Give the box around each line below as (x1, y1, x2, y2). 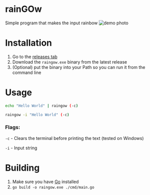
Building (5, 162, 40, 174)
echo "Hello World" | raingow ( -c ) (5, 103, 78, 108)
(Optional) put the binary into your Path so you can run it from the (12, 64, 146, 70)
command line (12, 69, 41, 75)
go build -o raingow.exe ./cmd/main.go (12, 185, 95, 190)
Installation (5, 37, 52, 49)
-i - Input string (5, 145, 37, 151)
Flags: (5, 124, 21, 131)
